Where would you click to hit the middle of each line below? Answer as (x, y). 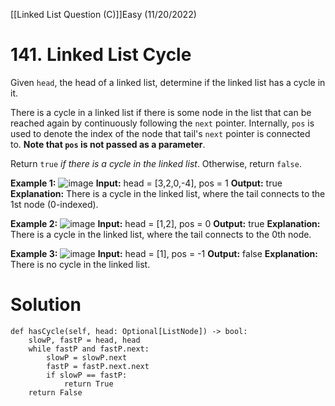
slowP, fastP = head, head (84, 340)
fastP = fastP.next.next (98, 366)
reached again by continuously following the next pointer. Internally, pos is (162, 123)
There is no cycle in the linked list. (80, 264)
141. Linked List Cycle (101, 55)
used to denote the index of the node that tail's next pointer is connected (160, 133)
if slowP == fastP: (87, 375)
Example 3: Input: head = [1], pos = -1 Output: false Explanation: (164, 253)
